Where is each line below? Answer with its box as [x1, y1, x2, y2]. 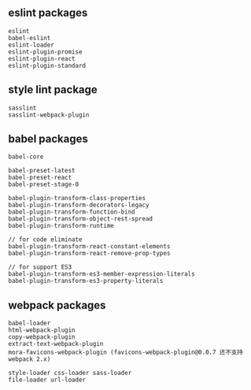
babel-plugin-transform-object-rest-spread [8, 215, 153, 223]
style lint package [8, 83, 98, 97]
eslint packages [8, 6, 88, 20]
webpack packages [8, 299, 106, 312]
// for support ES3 [8, 263, 72, 271]
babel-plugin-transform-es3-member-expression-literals [8, 270, 195, 278]
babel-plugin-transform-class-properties [8, 195, 146, 202]
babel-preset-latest [8, 167, 76, 175]
